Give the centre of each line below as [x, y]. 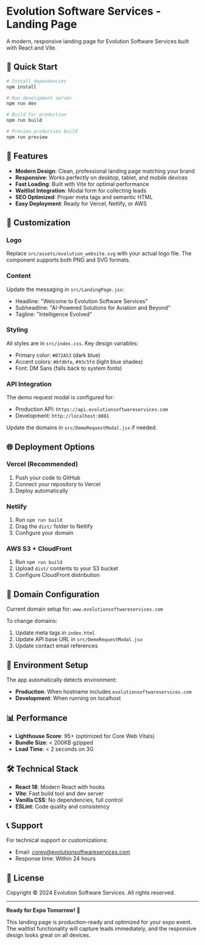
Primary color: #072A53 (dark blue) [58, 355]
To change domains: [32, 621]
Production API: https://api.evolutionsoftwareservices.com [92, 409]
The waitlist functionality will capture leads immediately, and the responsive [101, 928]
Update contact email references [56, 646]
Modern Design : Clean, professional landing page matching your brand [105, 171]
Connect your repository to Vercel [58, 484]
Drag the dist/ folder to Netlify [54, 526]
